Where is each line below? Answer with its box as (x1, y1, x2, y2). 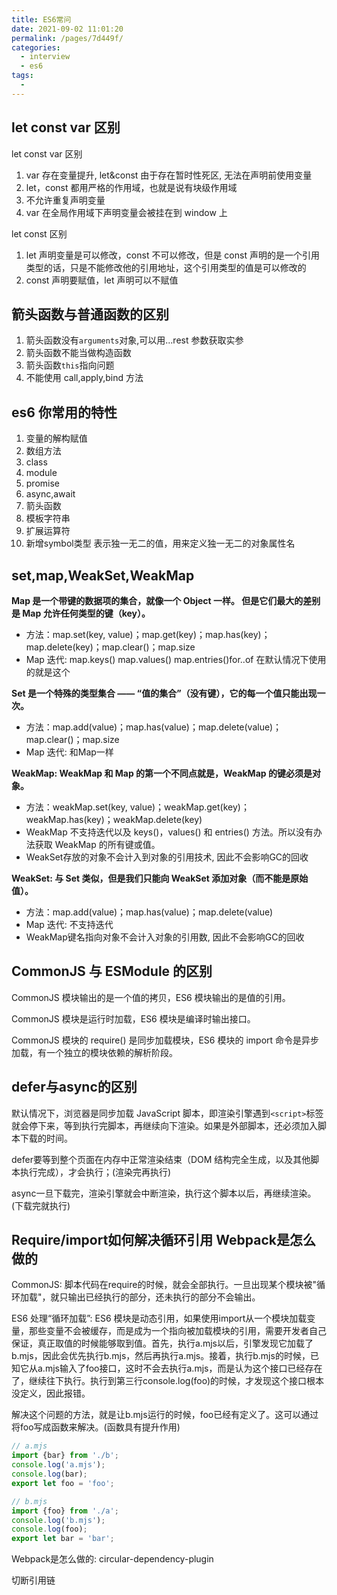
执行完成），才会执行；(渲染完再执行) (19, 1166, 172, 1178)
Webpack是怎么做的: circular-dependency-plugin (11, 1553, 214, 1565)
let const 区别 (11, 227, 68, 240)
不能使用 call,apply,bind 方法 (25, 372, 144, 384)
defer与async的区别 (11, 1079, 138, 1096)
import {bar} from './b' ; (11, 1451, 119, 1461)
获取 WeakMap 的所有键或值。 (34, 839, 161, 850)
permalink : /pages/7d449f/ (11, 33, 124, 43)
